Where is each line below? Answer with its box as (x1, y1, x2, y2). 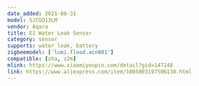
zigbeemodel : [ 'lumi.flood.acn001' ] (7, 49, 114, 56)
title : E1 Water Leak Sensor (7, 29, 92, 37)
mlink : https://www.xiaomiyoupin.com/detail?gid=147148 (7, 62, 173, 69)
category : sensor (7, 36, 58, 43)
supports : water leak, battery (7, 42, 98, 49)
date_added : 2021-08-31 (7, 10, 77, 17)
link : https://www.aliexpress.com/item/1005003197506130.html (7, 68, 192, 75)
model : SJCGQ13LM (7, 17, 58, 24)
